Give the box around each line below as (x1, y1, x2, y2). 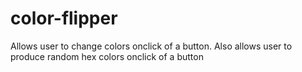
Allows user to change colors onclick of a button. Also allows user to (10, 40, 293, 52)
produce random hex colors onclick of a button (10, 50, 204, 62)
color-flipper (10, 7, 118, 30)
